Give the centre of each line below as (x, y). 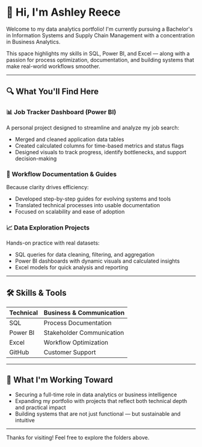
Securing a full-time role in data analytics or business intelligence (96, 395)
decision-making (36, 158)
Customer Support (70, 352)
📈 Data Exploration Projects (48, 227)
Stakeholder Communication (84, 333)
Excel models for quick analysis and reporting (71, 267)
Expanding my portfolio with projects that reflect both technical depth (101, 401)
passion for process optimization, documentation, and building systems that (100, 60)
